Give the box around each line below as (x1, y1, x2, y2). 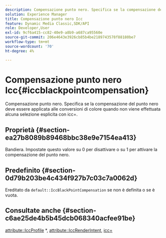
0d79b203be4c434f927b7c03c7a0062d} (5, 174, 137, 182)
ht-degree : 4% (5, 48, 35, 53)
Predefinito (5, 166, 41, 174)
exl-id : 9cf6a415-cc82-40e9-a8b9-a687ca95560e (5, 30, 103, 35)
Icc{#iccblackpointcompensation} (5, 84, 149, 96)
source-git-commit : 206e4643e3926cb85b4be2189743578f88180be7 (5, 35, 136, 40)
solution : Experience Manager (5, 12, 68, 17)
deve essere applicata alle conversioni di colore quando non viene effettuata (5, 106, 161, 112)
